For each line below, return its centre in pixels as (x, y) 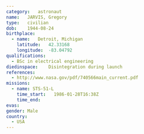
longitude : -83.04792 (45, 50)
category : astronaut (34, 12)
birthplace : (21, 34)
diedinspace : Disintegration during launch (64, 67)
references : (21, 72)
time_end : (29, 100)
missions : (18, 84)
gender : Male (22, 111)
